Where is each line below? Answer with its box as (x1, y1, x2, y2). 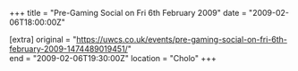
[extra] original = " (9, 35, 77, 44)
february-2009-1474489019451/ (9, 43, 128, 54)
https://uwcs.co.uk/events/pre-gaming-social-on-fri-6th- (75, 35, 288, 44)
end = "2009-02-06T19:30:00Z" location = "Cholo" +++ (9, 53, 217, 63)
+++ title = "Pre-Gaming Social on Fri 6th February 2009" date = (9, 8, 248, 18)
